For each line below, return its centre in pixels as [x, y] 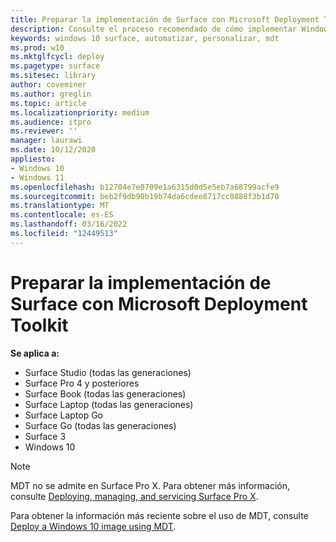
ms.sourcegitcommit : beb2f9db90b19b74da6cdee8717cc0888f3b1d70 [145, 196]
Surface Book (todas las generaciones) [105, 393]
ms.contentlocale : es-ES [62, 215]
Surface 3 [45, 436]
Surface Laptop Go [64, 415]
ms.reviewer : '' [44, 131]
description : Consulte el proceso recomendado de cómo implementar [154, 29]
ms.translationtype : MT [60, 206]
